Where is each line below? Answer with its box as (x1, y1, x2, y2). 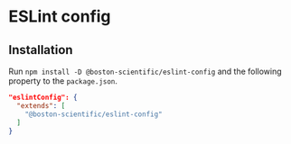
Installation (8, 42, 73, 58)
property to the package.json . (8, 76, 118, 86)
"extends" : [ (16, 101, 66, 110)
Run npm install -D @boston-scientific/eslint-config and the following (8, 66, 282, 76)
